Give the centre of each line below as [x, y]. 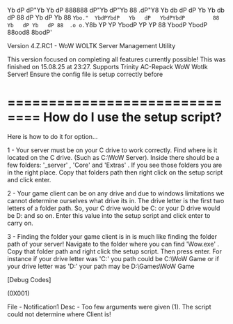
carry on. [20, 223]
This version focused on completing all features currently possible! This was [116, 59]
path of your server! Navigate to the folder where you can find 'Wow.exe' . [113, 244]
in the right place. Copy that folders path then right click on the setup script [115, 172]
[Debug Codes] [29, 279]
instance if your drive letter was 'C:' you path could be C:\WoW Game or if [113, 258]
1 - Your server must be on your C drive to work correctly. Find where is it [112, 150]
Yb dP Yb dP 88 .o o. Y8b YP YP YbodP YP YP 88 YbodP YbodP [107, 25]
